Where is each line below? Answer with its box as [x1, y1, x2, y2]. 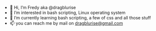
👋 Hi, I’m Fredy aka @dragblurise [9, 5, 76, 10]
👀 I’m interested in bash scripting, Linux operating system [9, 10, 126, 15]
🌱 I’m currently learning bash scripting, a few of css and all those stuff [9, 15, 151, 20]
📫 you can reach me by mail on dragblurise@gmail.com [9, 20, 123, 26]
